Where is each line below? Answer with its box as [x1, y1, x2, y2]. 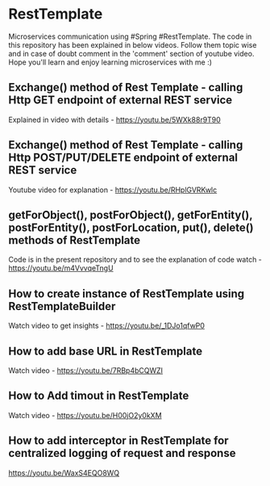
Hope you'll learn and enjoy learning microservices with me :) [8, 57, 212, 67]
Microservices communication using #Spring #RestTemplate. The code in [8, 31, 252, 41]
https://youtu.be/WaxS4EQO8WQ [8, 467, 120, 477]
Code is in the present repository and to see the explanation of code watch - [8, 255, 262, 265]
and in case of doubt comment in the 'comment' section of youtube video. [8, 48, 255, 58]
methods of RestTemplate [8, 233, 141, 247]
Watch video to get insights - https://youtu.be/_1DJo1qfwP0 [8, 321, 206, 331]
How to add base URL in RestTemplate [8, 344, 203, 358]
